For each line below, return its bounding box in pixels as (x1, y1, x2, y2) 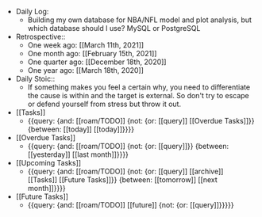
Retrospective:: (15, 32, 66, 41)
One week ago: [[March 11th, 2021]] (27, 40, 144, 50)
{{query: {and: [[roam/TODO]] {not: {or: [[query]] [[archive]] (27, 166, 224, 176)
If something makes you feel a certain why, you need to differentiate (27, 82, 251, 92)
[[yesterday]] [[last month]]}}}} (27, 150, 129, 159)
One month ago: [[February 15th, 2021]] (27, 49, 157, 58)
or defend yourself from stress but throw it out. (27, 99, 181, 108)
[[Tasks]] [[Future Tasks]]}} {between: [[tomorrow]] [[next (27, 175, 218, 185)
